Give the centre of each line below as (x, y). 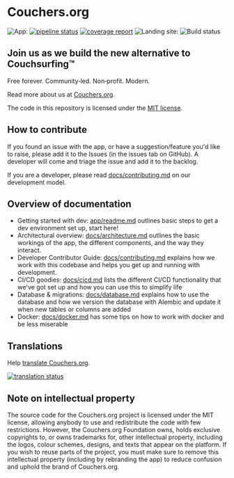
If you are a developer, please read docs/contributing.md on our (99, 175)
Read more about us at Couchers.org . (61, 94)
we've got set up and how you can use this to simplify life (100, 287)
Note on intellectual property (71, 398)
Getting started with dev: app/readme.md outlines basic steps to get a (118, 221)
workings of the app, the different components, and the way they (110, 243)
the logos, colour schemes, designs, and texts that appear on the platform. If (117, 445)
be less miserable (42, 324)
